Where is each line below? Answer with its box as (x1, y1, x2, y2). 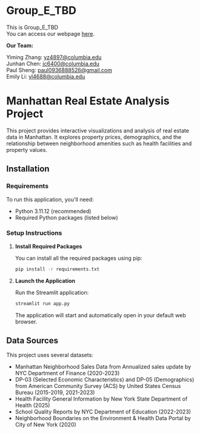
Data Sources (6, 335, 59, 346)
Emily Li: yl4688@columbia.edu (6, 73, 85, 80)
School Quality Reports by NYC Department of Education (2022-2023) (15, 408, 192, 415)
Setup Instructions (6, 229, 62, 237)
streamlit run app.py (15, 300, 70, 306)
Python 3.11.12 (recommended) (15, 207, 92, 215)
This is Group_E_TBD (6, 24, 59, 31)
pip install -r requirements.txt (15, 266, 100, 272)
